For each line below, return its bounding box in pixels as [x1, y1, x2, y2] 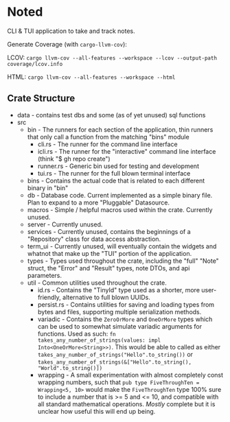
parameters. [27, 271, 62, 279]
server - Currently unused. [27, 220, 103, 228]
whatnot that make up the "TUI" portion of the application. [27, 249, 192, 257]
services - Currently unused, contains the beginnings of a [27, 227, 191, 235]
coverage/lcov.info [7, 60, 63, 67]
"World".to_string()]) [37, 364, 103, 371]
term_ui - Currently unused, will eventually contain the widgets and [27, 242, 217, 250]
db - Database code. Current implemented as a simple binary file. [27, 191, 213, 199]
